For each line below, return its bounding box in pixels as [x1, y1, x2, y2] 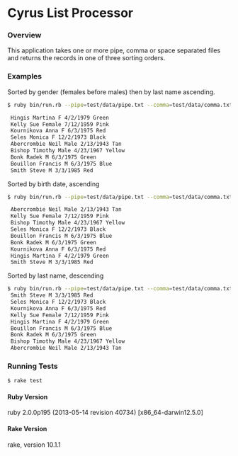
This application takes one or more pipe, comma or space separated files [7, 46, 221, 55]
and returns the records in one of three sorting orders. [7, 54, 166, 62]
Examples [7, 72, 42, 81]
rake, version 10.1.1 [7, 440, 62, 449]
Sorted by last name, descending [7, 271, 104, 280]
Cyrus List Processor [7, 5, 133, 21]
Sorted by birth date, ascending [7, 179, 100, 188]
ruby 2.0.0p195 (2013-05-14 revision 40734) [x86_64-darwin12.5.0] [7, 409, 204, 417]
